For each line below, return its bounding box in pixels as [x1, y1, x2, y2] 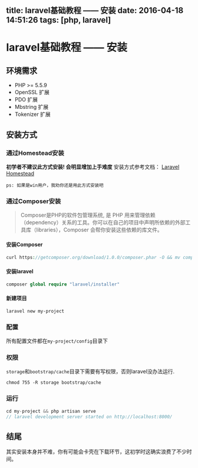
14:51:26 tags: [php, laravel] [6, 15, 111, 25]
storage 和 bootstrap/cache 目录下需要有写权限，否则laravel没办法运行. [6, 368, 175, 375]
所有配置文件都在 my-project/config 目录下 [6, 337, 108, 344]
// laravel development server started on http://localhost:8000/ [6, 414, 173, 420]
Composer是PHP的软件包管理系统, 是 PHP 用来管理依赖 [20, 211, 156, 219]
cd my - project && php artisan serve [6, 408, 96, 414]
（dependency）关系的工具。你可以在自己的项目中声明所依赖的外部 [20, 219, 186, 226]
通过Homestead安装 [6, 149, 65, 157]
